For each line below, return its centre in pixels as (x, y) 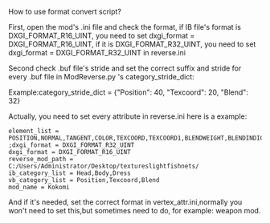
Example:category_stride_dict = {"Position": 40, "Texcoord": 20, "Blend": (129, 92)
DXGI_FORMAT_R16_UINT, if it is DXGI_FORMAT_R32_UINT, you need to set (132, 44)
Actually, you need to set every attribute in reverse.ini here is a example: (128, 116)
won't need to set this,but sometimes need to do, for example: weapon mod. (135, 211)
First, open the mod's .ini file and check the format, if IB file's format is (125, 27)
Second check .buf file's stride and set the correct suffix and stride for (125, 68)
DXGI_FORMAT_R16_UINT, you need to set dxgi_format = (102, 36)
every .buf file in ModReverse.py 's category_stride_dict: (101, 77)
